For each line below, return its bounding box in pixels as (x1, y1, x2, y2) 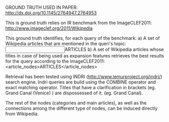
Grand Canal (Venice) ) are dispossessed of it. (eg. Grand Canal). (5, 90, 143, 96)
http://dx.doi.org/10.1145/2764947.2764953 (5, 10, 97, 16)
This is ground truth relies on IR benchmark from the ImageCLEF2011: (5, 20, 153, 26)
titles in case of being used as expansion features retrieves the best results (5, 53, 164, 58)
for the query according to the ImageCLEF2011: (5, 58, 105, 64)
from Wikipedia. (5, 111, 39, 117)
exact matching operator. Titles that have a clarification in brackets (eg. (5, 85, 156, 90)
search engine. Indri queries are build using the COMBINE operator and (5, 79, 156, 85)
